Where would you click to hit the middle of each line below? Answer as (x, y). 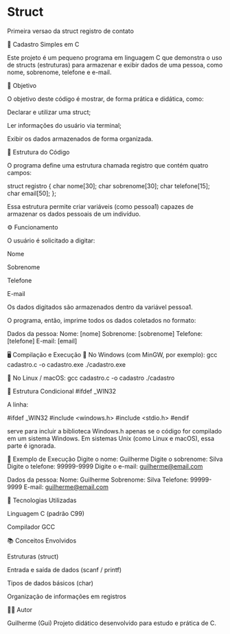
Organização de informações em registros (67, 596)
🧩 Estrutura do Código (38, 152)
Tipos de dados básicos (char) (50, 583)
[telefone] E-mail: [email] (42, 341)
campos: (20, 172)
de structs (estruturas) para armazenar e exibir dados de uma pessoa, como (115, 65)
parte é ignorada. (32, 445)
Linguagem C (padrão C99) (46, 513)
